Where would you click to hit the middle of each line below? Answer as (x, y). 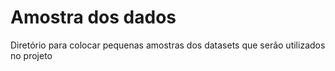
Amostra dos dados (93, 17)
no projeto (31, 55)
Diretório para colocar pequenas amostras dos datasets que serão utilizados (168, 45)
